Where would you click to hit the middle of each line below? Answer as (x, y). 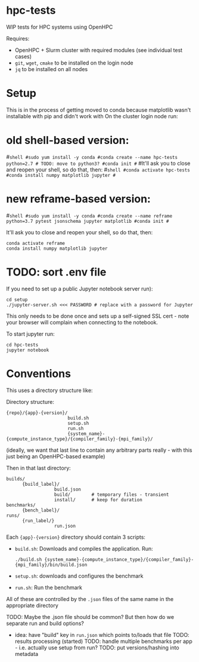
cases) (23, 56)
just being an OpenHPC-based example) (56, 456)
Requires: (18, 38)
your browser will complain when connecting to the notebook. (82, 322)
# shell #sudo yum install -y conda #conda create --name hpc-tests (92, 157)
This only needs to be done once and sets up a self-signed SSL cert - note (98, 316)
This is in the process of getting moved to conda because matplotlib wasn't (99, 110)
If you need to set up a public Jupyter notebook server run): (80, 289)
